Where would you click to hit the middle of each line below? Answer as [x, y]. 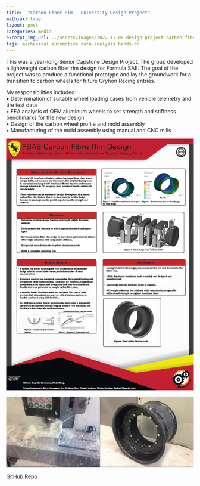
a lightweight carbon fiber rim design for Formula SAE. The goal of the [92, 68]
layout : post [22, 25]
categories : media [29, 32]
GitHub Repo [22, 476]
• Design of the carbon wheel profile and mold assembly [76, 124]
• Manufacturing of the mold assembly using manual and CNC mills [89, 130]
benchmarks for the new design [45, 117]
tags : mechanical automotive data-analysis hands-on [73, 44]
